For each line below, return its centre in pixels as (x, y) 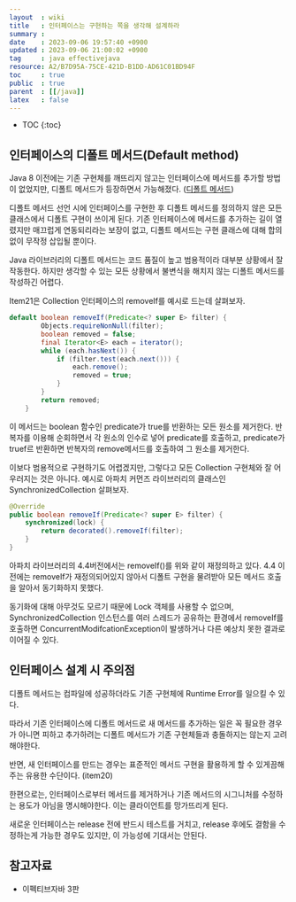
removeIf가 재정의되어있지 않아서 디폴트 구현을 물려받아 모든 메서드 (149, 576)
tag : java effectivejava (65, 58)
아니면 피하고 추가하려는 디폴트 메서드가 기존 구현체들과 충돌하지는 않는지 (144, 734)
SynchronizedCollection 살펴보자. (69, 489)
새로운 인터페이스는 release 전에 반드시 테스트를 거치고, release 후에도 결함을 (143, 824)
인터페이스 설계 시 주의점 (72, 670)
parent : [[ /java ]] (47, 91)
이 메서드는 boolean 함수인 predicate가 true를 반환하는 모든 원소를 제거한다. (141, 426)
